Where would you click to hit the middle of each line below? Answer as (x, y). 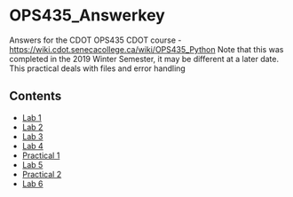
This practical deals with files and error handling (98, 68)
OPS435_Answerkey (87, 16)
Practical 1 (41, 155)
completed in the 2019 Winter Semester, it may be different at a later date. (144, 59)
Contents (36, 96)
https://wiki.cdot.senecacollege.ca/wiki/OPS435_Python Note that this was (146, 49)
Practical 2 (42, 174)
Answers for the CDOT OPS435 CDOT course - (95, 40)
